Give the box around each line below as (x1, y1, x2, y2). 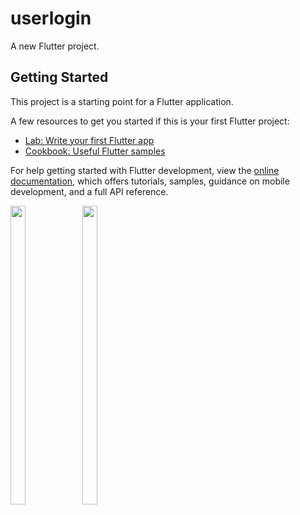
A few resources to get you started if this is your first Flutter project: (10, 115, 290, 127)
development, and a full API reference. (10, 185, 169, 197)
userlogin (10, 7, 92, 30)
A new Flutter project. (10, 40, 100, 52)
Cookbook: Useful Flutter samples (24, 145, 166, 157)
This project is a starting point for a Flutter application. (10, 95, 234, 107)
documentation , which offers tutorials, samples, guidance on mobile (10, 175, 290, 187)
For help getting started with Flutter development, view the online (10, 164, 280, 176)
